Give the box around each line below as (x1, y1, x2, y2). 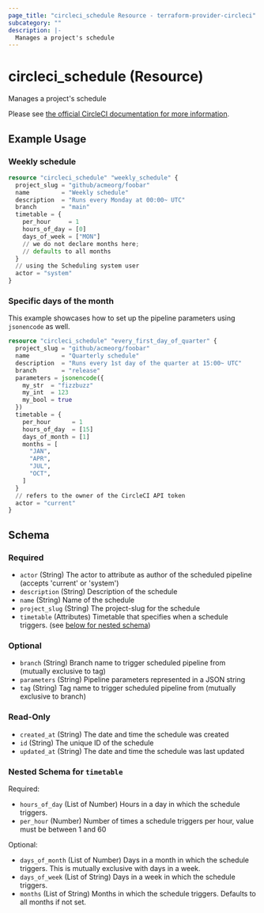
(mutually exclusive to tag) (19, 666, 107, 676)
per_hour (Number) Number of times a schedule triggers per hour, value (19, 816, 255, 825)
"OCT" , (28, 470, 51, 478)
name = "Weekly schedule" (15, 188, 129, 196)
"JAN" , (28, 448, 51, 456)
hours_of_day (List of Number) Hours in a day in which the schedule (19, 799, 240, 809)
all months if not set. (19, 897, 87, 907)
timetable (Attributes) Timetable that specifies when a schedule (19, 612, 228, 621)
